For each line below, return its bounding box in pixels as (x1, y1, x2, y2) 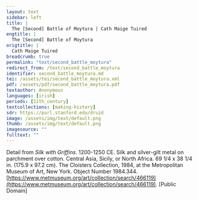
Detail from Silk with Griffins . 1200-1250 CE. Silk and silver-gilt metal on (6, 148, 184, 155)
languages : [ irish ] (6, 93, 56, 99)
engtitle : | (6, 31, 36, 37)
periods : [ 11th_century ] (6, 98, 69, 104)
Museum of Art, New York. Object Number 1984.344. (6, 167, 138, 175)
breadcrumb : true (6, 54, 50, 60)
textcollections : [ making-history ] (6, 104, 96, 110)
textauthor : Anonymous (6, 87, 63, 93)
